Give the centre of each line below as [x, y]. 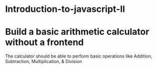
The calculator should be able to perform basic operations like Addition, [79, 56]
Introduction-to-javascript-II [65, 9]
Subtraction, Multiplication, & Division [44, 62]
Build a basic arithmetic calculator [77, 32]
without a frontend [44, 42]
